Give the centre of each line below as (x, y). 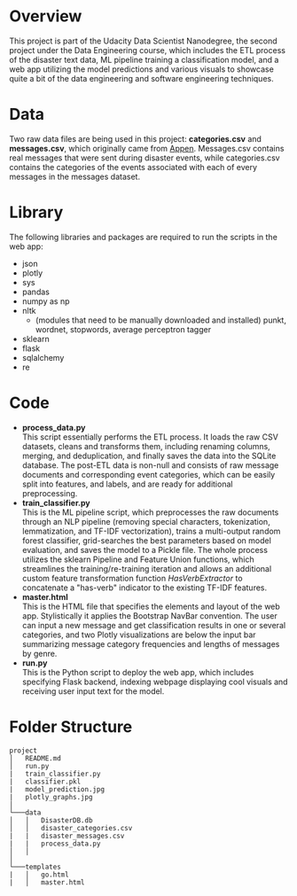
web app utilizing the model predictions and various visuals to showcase (142, 69)
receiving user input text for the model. (93, 691)
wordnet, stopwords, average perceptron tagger (123, 329)
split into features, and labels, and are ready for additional (127, 484)
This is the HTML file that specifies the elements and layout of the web (151, 606)
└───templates (35, 867)
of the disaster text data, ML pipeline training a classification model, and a (144, 59)
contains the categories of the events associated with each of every (133, 167)
